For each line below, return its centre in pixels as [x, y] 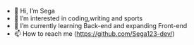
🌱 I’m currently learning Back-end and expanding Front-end [101, 26]
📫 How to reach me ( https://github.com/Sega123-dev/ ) [94, 34]
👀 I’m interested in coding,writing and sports [78, 18]
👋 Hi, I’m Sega [34, 11]
